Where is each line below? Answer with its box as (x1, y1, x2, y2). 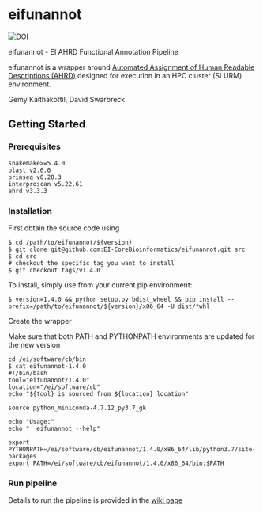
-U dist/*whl (167, 302, 211, 310)
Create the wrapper (8, 316, 73, 325)
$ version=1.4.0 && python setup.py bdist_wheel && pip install (8, 295, 224, 303)
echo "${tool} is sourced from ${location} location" (8, 389, 190, 397)
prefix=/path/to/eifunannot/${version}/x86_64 (8, 302, 164, 310)
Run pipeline (8, 477, 58, 488)
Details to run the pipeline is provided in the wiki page (8, 496, 183, 505)
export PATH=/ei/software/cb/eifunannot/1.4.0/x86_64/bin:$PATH (8, 459, 224, 467)
